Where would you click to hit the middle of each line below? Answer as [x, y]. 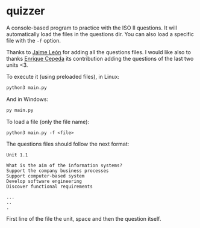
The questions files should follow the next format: [68, 144]
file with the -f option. [34, 40]
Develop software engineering [44, 181]
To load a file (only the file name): [48, 122]
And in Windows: [27, 99]
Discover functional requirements [50, 186]
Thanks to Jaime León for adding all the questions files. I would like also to [99, 52]
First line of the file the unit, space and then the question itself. [84, 218]
